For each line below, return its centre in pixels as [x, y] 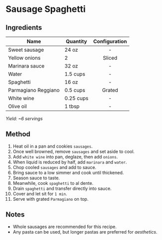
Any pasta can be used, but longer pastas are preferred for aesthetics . [85, 232]
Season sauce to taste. [36, 178]
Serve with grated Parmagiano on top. [51, 199]
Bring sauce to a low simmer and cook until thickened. [68, 172]
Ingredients [24, 28]
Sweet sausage [26, 50]
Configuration [110, 41]
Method [18, 134]
